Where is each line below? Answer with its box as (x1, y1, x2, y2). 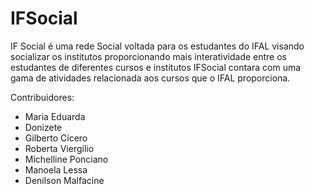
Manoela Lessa (24, 163, 88, 176)
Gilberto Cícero (24, 132, 88, 144)
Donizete (24, 121, 63, 133)
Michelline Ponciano (24, 153, 109, 165)
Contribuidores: (10, 91, 75, 103)
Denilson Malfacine (24, 174, 105, 186)
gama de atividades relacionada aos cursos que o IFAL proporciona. (10, 72, 291, 84)
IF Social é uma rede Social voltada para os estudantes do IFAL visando (10, 40, 305, 52)
